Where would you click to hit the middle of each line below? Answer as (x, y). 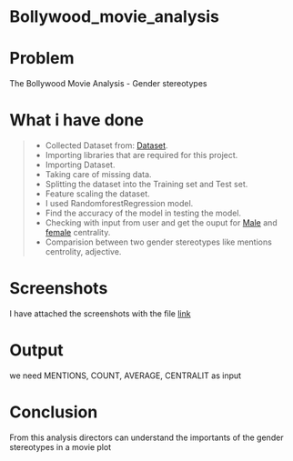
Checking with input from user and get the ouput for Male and (161, 223)
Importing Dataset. (80, 165)
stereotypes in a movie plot (61, 446)
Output (36, 351)
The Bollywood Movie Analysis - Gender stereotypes (108, 84)
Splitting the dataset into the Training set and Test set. (146, 185)
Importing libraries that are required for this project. (141, 155)
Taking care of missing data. (98, 175)
